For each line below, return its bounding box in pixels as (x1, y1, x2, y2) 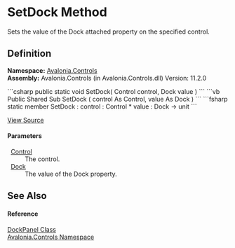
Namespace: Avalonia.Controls (7, 66, 98, 74)
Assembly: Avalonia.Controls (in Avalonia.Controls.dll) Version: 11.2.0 (7, 74, 207, 82)
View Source (7, 116, 44, 124)
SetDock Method (7, 4, 107, 20)
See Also (7, 190, 47, 202)
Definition (7, 48, 51, 60)
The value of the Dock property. (25, 170, 117, 178)
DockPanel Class (7, 225, 57, 233)
